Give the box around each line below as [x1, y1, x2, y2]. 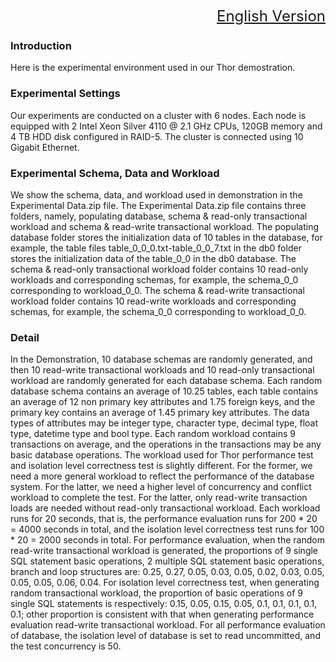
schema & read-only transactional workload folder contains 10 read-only [10, 263, 309, 275]
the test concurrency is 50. [10, 640, 122, 652]
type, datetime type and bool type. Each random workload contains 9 [10, 428, 296, 440]
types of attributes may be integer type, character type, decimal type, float [10, 417, 319, 429]
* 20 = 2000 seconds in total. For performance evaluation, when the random [10, 534, 325, 546]
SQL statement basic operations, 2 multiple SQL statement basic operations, [10, 555, 325, 567]
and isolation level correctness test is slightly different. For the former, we [10, 460, 313, 472]
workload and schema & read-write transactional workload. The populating [10, 220, 320, 232]
